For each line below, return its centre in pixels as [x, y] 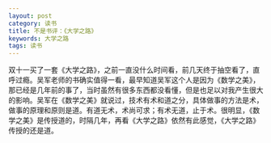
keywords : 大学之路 [39, 38]
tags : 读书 [25, 46]
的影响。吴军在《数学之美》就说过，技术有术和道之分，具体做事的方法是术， [136, 100]
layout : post [30, 16]
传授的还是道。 [33, 131]
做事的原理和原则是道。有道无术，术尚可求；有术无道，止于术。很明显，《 [131, 111]
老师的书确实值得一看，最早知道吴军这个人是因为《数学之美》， [155, 80]
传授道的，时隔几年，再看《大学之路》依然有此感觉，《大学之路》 [152, 120]
